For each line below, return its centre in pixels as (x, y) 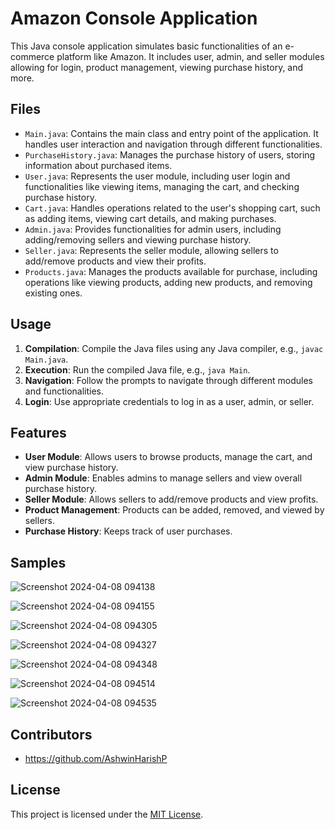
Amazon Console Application (134, 18)
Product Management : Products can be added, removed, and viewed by (174, 510)
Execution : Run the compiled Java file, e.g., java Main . (137, 369)
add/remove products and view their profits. (115, 261)
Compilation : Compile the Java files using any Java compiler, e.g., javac (174, 348)
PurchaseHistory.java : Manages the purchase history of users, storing (170, 154)
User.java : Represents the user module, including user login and (157, 176)
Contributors (51, 734)
